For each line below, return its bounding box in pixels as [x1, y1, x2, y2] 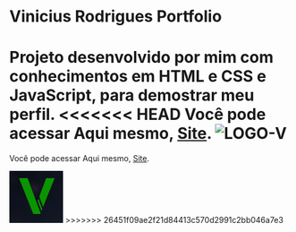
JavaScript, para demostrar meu [9, 85, 255, 106]
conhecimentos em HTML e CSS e [9, 66, 266, 87]
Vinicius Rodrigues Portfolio [9, 6, 222, 27]
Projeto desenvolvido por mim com [9, 47, 275, 68]
